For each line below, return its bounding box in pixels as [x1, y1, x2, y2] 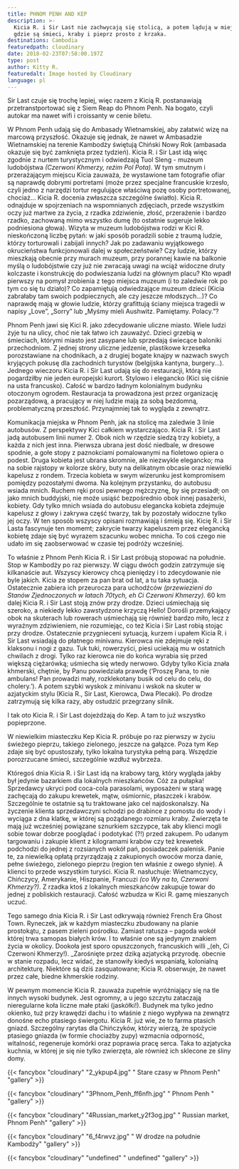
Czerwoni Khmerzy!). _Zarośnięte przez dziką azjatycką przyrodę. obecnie [7, 949, 226, 958]
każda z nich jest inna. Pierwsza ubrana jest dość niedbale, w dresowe [7, 441, 215, 449]
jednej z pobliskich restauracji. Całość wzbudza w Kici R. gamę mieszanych [7, 890, 229, 899]
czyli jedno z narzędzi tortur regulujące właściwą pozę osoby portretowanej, [7, 186, 231, 195]
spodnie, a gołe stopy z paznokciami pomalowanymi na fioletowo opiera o [7, 449, 224, 457]
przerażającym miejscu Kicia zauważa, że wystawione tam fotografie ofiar [7, 170, 225, 179]
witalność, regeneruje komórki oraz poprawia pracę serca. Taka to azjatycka [7, 1039, 231, 1048]
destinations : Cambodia [7, 37, 78, 44]
